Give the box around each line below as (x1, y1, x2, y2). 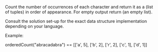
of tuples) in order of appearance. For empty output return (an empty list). (5, 9, 153, 15)
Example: (5, 33, 24, 38)
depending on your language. (5, 23, 64, 29)
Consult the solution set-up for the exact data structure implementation (5, 19, 147, 24)
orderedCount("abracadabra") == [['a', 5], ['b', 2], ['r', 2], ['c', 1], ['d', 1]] (5, 42, 147, 47)
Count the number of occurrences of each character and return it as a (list (5, 4, 154, 10)
